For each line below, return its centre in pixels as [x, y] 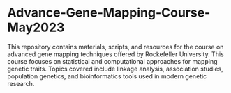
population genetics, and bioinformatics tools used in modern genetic [107, 76]
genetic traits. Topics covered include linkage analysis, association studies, [115, 69]
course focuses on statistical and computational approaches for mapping [112, 61]
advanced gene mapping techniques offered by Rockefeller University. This [116, 54]
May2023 [36, 27]
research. [21, 83]
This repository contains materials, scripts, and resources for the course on [115, 46]
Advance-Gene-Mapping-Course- [109, 13]
